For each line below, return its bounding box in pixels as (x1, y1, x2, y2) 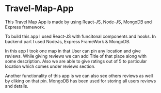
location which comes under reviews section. (5, 63, 96, 69)
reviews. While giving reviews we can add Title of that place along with (5, 53, 147, 59)
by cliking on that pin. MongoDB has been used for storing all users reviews (5, 78, 156, 84)
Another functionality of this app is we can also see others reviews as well (5, 73, 153, 78)
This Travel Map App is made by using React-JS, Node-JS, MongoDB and (5, 19, 152, 25)
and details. (5, 83, 29, 89)
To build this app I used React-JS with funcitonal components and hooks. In (5, 33, 156, 39)
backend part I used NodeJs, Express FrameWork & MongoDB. (5, 38, 130, 44)
